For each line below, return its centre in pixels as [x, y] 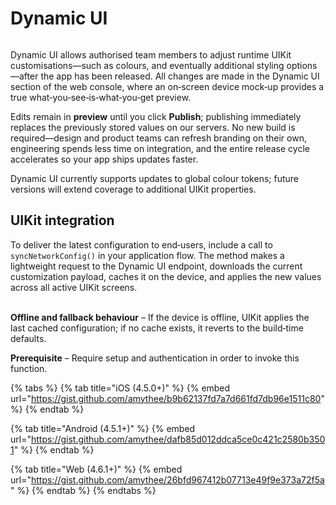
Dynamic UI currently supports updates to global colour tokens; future [154, 178]
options [302, 65]
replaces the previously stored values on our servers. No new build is [153, 127]
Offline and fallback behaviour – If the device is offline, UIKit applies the [160, 317]
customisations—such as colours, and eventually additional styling [147, 65]
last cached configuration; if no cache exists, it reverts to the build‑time [157, 328]
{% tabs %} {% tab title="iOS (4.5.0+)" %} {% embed [120, 388]
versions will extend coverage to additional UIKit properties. [133, 189]
